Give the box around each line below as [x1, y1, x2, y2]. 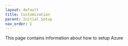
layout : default [5, 7, 39, 12]
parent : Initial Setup [5, 16, 52, 21]
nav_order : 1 [5, 21, 32, 26]
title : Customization [5, 12, 50, 17]
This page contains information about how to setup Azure [5, 35, 124, 41]
